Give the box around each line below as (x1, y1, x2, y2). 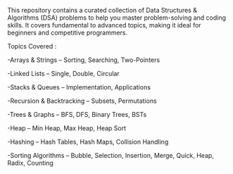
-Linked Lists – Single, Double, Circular (7, 70, 120, 77)
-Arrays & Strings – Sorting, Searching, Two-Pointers (7, 56, 160, 64)
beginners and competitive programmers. (7, 28, 128, 37)
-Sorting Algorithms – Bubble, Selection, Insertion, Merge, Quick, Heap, (7, 151, 215, 159)
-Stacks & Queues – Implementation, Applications (7, 83, 151, 91)
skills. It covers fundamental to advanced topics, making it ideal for (7, 21, 202, 29)
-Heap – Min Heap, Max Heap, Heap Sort (7, 124, 127, 132)
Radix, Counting (7, 159, 54, 167)
